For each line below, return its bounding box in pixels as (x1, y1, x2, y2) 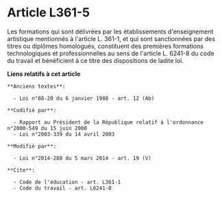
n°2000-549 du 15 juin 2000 (7, 124, 88, 131)
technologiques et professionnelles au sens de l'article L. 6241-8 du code (7, 49, 214, 57)
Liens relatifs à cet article (7, 70, 81, 78)
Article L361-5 (7, 5, 90, 21)
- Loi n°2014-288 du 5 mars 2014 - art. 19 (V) (13, 155, 152, 161)
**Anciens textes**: (7, 83, 66, 90)
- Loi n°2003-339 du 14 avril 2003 (13, 131, 115, 137)
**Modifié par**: (7, 142, 57, 150)
